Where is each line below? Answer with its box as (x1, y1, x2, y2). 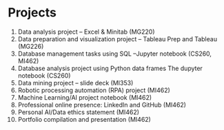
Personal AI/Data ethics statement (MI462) (17, 108, 140, 116)
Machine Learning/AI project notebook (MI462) (17, 93, 152, 101)
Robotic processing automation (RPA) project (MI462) (17, 86, 171, 94)
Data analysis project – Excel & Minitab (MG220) (17, 28, 155, 36)
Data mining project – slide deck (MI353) (17, 78, 134, 87)
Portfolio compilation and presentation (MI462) (17, 115, 151, 123)
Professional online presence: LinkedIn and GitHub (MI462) (17, 100, 187, 109)
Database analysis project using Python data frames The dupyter (17, 64, 203, 72)
